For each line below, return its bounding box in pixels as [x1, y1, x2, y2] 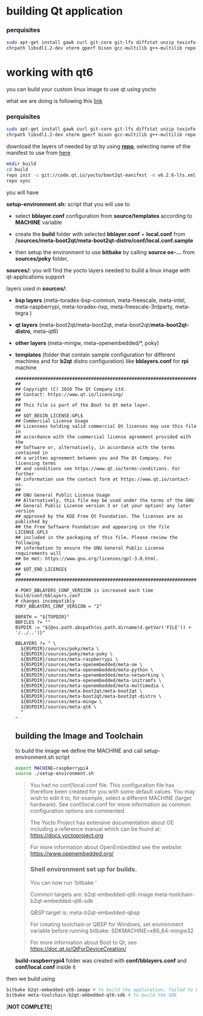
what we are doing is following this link [6, 97, 103, 105]
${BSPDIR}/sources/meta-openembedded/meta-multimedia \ [21, 683, 164, 689]
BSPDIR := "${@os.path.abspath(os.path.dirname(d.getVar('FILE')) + [14, 624, 192, 631]
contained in [14, 450, 48, 456]
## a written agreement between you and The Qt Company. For [14, 455, 173, 461]
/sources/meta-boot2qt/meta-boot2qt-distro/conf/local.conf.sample [14, 237, 193, 244]
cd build [6, 166, 28, 173]
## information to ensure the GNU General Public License [14, 545, 164, 551]
